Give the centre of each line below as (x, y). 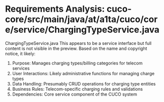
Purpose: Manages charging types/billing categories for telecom (77, 63)
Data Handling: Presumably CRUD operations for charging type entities (84, 83)
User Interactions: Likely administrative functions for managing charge (83, 73)
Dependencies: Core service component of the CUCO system (75, 94)
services (21, 68)
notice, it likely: (20, 53)
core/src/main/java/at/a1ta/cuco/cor (82, 19)
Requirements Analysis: (55, 9)
